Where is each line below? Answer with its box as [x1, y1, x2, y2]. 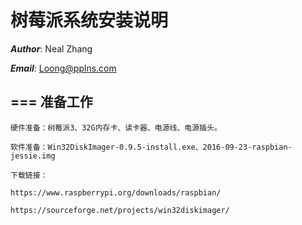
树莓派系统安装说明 [10, 9, 169, 32]
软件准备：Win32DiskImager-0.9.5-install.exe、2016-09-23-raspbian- [10, 142, 293, 152]
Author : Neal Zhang [10, 42, 93, 55]
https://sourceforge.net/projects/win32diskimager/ [10, 205, 230, 215]
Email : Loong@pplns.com [10, 62, 117, 74]
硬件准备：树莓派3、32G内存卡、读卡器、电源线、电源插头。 [10, 122, 222, 133]
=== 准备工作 [10, 94, 93, 111]
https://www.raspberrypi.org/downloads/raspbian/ [10, 187, 222, 198]
